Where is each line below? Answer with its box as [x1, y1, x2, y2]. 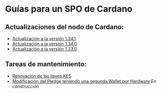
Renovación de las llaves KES [12, 73, 72, 79]
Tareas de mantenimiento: [5, 60, 87, 69]
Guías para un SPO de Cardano [5, 3, 133, 15]
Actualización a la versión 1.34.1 [12, 36, 76, 41]
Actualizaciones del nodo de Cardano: [5, 23, 124, 31]
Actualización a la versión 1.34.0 [12, 41, 77, 47]
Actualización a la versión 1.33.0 [12, 46, 77, 52]
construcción [12, 83, 39, 89]
